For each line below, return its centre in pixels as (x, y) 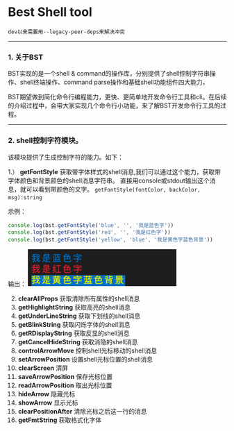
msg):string (25, 197)
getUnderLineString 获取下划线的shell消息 (79, 316)
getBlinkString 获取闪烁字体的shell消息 (74, 325)
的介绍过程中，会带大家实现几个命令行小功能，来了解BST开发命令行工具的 (114, 105)
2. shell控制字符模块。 (45, 141)
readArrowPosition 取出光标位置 (65, 385)
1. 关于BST (26, 57)
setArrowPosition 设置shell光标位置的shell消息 (85, 360)
